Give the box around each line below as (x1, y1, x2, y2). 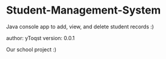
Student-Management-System (6, 4, 161, 17)
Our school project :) (6, 45, 57, 53)
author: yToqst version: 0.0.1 (6, 34, 75, 41)
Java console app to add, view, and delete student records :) (6, 23, 154, 30)
